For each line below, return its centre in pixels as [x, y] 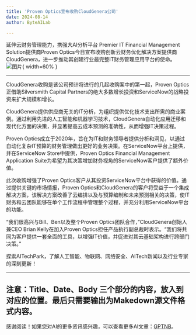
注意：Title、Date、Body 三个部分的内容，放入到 [95, 289]
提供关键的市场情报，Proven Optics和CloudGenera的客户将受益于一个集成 [100, 188]
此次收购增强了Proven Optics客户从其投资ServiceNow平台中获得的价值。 [94, 180]
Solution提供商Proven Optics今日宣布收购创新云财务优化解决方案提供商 [92, 52]
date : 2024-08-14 [27, 17]
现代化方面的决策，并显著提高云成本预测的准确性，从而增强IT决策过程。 [93, 126]
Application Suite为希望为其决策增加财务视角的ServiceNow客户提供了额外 [95, 161]
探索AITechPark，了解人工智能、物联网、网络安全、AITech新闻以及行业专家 [97, 256]
